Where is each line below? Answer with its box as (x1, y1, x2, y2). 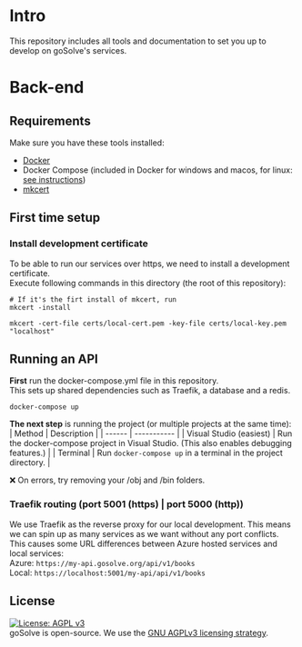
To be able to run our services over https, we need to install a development (9, 258, 290, 269)
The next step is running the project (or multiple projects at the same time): (9, 419, 292, 430)
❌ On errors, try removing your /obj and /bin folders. (9, 474, 206, 486)
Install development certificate (9, 237, 148, 250)
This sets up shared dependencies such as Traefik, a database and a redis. (9, 385, 291, 396)
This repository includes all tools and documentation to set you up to (9, 35, 267, 46)
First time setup (9, 210, 101, 225)
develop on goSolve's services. (9, 45, 127, 55)
